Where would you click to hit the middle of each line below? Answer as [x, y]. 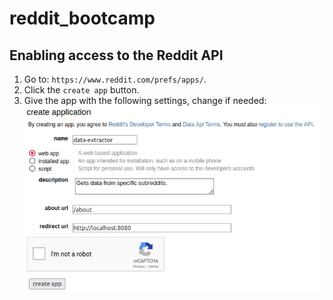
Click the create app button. [81, 90]
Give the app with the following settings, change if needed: [145, 100]
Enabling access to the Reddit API [116, 55]
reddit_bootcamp [82, 18]
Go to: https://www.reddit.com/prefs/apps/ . [115, 79]
